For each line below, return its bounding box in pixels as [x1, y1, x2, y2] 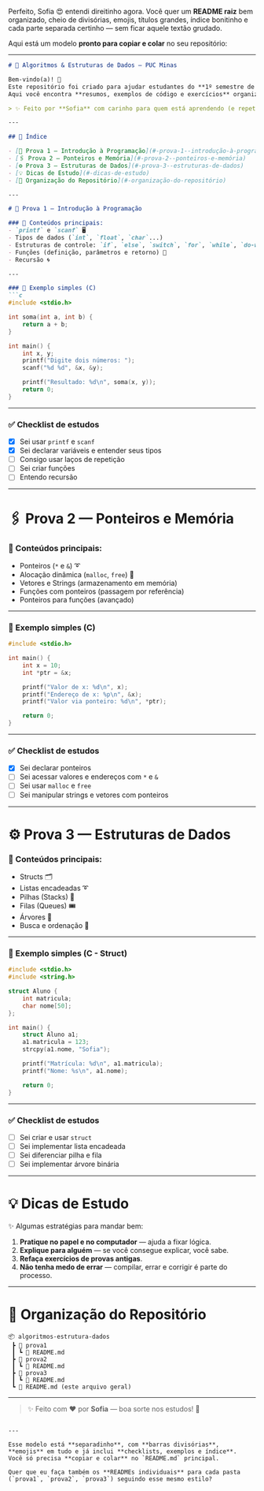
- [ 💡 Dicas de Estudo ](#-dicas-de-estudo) [8, 169, 150, 177]
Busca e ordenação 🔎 [19, 921, 90, 930]
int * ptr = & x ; [22, 669, 72, 677]
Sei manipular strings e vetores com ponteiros [19, 790, 169, 800]
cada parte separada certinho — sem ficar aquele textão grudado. [8, 24, 222, 32]
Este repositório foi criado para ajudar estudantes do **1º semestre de [8, 83, 255, 91]
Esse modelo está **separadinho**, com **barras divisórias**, [8, 1441, 220, 1449]
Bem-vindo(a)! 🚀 [8, 75, 61, 84]
